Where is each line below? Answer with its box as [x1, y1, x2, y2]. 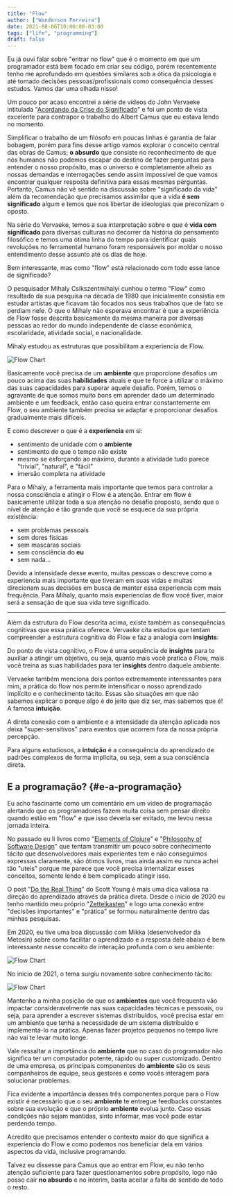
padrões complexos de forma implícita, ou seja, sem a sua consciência [7, 754, 209, 762]
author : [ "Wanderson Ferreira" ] [7, 17, 101, 24]
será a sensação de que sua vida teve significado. [7, 598, 150, 607]
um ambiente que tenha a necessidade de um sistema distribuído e [7, 1018, 199, 1027]
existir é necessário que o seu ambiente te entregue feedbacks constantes [7, 1097, 222, 1105]
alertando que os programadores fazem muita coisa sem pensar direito [7, 806, 210, 815]
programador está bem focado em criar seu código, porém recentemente [7, 62, 217, 71]
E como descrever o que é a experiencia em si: [7, 427, 143, 435]
